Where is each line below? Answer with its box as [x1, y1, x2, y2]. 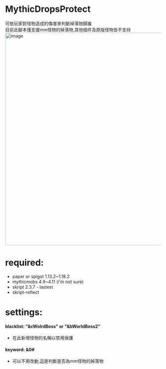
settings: [5, 307, 43, 318]
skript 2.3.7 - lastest [12, 284, 53, 290]
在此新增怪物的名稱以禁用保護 [12, 335, 73, 341]
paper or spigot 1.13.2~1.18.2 [12, 273, 70, 279]
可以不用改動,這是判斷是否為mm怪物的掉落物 [12, 358, 104, 364]
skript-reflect [12, 289, 40, 295]
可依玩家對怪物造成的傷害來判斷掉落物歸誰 [5, 20, 92, 26]
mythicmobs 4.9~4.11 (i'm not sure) [12, 279, 84, 285]
